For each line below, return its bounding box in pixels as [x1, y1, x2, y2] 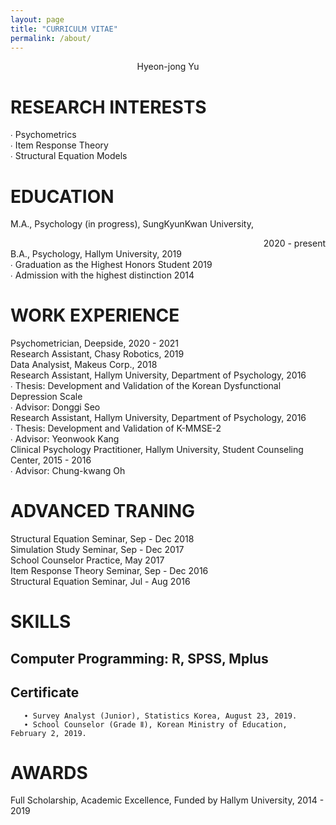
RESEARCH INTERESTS [10, 96, 207, 118]
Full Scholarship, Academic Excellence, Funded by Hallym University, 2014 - [10, 794, 325, 806]
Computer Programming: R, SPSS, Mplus [10, 650, 269, 667]
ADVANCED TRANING [10, 500, 196, 523]
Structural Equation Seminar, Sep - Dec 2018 [10, 533, 195, 545]
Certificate [10, 684, 80, 701]
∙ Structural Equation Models [10, 150, 128, 162]
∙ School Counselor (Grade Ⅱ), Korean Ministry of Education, [23, 719, 288, 730]
